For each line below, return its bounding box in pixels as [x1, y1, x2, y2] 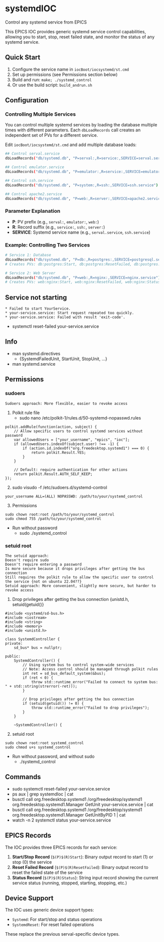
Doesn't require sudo [5, 557, 49, 563]
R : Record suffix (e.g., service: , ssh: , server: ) [12, 224, 105, 230]
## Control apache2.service [5, 192, 62, 197]
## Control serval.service [5, 151, 60, 156]
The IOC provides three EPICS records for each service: [5, 844, 118, 850]
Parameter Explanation [5, 208, 61, 215]
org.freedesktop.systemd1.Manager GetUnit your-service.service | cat [12, 801, 154, 807]
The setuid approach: [5, 553, 49, 558]
